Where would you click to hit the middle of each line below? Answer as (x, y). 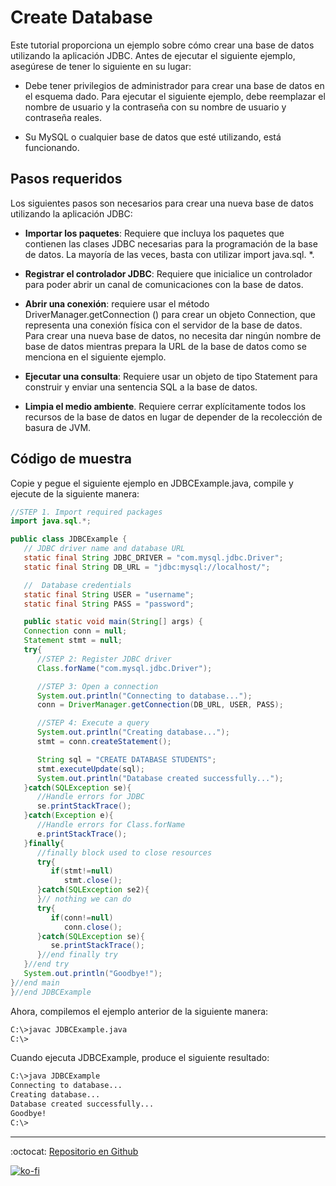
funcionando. (52, 147)
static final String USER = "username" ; (109, 594)
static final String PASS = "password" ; (109, 604)
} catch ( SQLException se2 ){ (93, 890)
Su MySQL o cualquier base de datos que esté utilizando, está (153, 137)
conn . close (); (93, 927)
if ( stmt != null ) (82, 871)
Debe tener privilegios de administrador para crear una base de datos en (174, 85)
